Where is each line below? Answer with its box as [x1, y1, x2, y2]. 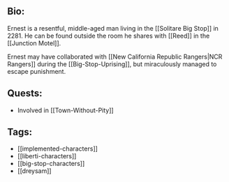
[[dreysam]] [17, 167, 52, 175]
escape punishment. [7, 67, 66, 75]
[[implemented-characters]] [17, 144, 98, 153]
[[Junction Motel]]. [7, 38, 61, 47]
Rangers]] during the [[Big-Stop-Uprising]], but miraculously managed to [7, 59, 217, 68]
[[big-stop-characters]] [17, 160, 85, 168]
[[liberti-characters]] [17, 152, 77, 160]
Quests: [7, 87, 43, 100]
